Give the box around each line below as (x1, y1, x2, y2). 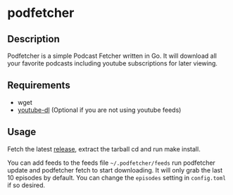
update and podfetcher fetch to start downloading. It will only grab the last (7, 165, 223, 174)
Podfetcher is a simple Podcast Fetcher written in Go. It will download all (7, 51, 217, 60)
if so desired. (7, 181, 46, 189)
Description (7, 33, 60, 45)
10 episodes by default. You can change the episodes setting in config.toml (7, 173, 227, 182)
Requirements (7, 80, 70, 92)
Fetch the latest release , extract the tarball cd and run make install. (7, 144, 201, 153)
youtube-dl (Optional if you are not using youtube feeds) (17, 106, 182, 114)
